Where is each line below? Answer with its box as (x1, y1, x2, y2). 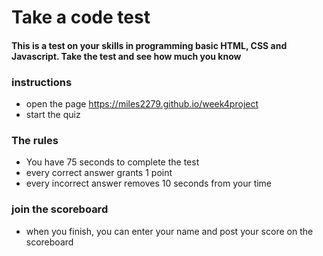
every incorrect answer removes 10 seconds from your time (25, 177, 273, 190)
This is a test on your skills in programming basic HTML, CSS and (11, 39, 288, 51)
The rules (11, 134, 59, 147)
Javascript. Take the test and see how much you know (11, 50, 242, 62)
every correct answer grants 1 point (25, 167, 173, 179)
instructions (11, 75, 73, 89)
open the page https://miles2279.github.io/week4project (25, 98, 259, 110)
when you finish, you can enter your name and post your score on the (25, 225, 314, 237)
